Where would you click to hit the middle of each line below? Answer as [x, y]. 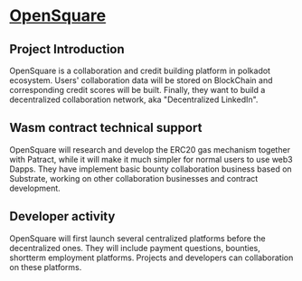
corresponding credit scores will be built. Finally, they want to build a [137, 90]
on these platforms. [46, 267]
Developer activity [62, 216]
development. [35, 188]
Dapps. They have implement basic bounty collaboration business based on [151, 169]
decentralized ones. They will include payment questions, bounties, [135, 248]
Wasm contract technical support [106, 128]
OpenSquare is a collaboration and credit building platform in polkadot [140, 70]
